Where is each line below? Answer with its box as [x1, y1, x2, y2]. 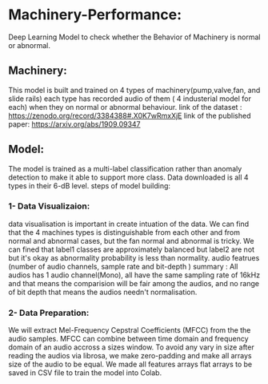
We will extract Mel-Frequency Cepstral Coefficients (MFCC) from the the [8, 325, 251, 335]
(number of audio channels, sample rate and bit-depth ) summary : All [8, 261, 238, 271]
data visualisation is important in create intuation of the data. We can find [8, 219, 250, 228]
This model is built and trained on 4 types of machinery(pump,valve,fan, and [8, 85, 261, 95]
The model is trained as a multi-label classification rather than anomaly [8, 164, 242, 173]
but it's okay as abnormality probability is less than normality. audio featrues [8, 253, 260, 262]
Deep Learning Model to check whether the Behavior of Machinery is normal [8, 32, 261, 42]
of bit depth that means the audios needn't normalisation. [8, 287, 198, 297]
